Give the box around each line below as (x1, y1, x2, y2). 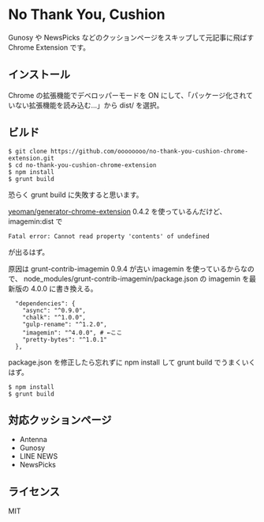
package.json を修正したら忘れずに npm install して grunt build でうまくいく (8, 357, 256, 367)
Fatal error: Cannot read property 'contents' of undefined (8, 232, 210, 240)
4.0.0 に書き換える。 (30, 283, 98, 293)
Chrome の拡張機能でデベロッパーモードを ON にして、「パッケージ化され (8, 90, 247, 100)
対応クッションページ (8, 413, 112, 426)
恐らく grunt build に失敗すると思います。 (8, 190, 143, 199)
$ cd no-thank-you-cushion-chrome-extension (8, 161, 157, 169)
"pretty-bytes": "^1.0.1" (22, 335, 108, 343)
